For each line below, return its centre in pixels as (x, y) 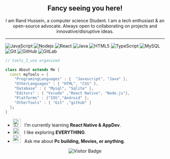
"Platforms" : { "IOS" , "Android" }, (52, 98)
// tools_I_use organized (32, 60)
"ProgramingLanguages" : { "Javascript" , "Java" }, (71, 79)
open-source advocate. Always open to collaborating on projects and (85, 26)
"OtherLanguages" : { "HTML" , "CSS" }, (56, 84)
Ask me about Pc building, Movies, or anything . (75, 141)
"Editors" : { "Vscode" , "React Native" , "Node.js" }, (72, 93)
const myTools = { (29, 74)
